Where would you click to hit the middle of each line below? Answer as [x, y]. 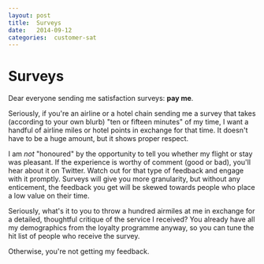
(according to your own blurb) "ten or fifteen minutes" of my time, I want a [128, 122]
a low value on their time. [49, 196]
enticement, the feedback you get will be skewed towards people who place [132, 188]
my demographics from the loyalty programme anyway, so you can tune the [131, 228]
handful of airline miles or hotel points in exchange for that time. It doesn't [128, 130]
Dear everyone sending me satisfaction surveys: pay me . [101, 99]
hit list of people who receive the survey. [74, 236]
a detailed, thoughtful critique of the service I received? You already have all [132, 219]
